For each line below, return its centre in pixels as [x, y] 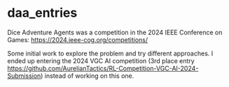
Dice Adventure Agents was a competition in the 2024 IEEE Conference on [115, 32]
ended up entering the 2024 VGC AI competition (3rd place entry [101, 60]
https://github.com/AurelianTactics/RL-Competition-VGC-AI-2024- [103, 68]
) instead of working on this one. [88, 76]
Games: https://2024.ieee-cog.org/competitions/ [78, 39]
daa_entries [42, 13]
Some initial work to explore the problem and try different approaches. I [110, 53]
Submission [24, 76]
